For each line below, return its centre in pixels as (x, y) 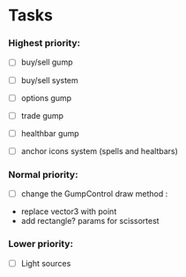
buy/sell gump (47, 62)
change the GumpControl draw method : (94, 194)
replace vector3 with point (69, 212)
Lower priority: (41, 244)
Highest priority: (45, 43)
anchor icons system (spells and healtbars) (99, 150)
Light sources (46, 263)
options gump (46, 97)
